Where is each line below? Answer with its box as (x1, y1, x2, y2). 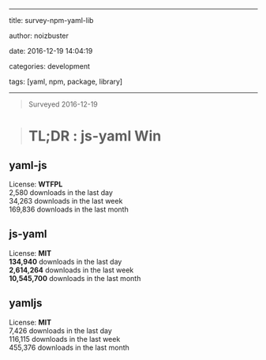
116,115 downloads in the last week (9, 334, 121, 343)
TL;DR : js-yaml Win (28, 127, 162, 145)
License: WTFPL (9, 179, 63, 189)
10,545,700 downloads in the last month (9, 273, 141, 283)
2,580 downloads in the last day (9, 188, 114, 197)
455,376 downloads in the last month (9, 343, 129, 352)
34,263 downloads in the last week (9, 197, 123, 205)
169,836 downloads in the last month (9, 204, 129, 214)
